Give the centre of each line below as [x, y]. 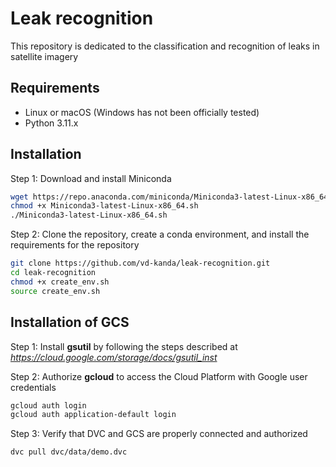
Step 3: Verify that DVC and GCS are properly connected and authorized [159, 434]
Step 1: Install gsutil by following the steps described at [124, 346]
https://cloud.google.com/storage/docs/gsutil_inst [114, 357]
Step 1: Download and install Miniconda [91, 178]
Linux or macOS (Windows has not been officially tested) [142, 112]
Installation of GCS [70, 322]
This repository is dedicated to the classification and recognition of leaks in [165, 46]
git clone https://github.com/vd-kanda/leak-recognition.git [140, 263]
